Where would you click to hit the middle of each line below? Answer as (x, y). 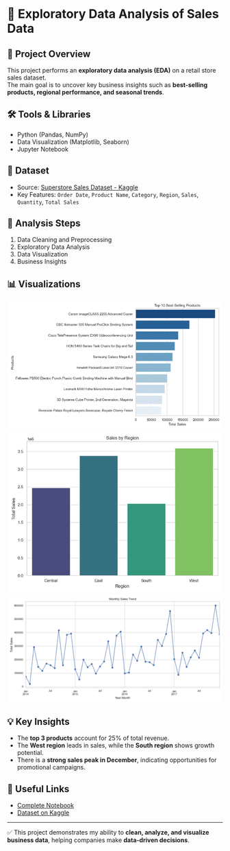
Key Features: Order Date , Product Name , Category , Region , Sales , (108, 194)
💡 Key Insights (38, 722)
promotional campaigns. (51, 767)
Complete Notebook (45, 806)
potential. (30, 753)
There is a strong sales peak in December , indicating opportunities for (117, 760)
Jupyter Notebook (42, 149)
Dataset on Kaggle (43, 813)
